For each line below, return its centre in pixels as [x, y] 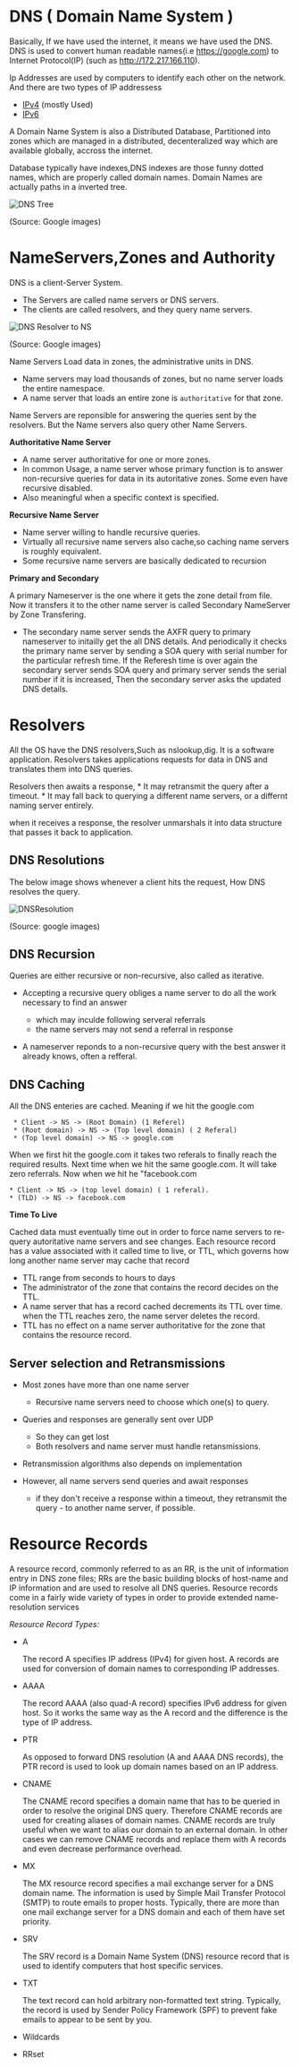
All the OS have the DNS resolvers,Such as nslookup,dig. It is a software [142, 750]
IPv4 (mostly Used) [58, 104]
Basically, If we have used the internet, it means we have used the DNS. [141, 41]
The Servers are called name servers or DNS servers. [121, 300]
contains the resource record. [77, 1335]
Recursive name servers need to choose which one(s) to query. [152, 1402]
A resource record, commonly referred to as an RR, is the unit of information [149, 1569]
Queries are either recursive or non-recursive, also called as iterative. [137, 976]
